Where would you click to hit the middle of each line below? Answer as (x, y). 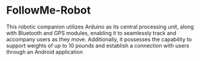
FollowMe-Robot (49, 10)
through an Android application (44, 52)
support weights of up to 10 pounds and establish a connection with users (98, 46)
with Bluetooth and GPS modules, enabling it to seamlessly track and (91, 33)
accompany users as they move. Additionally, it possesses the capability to (99, 39)
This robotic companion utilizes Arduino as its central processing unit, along (100, 27)
